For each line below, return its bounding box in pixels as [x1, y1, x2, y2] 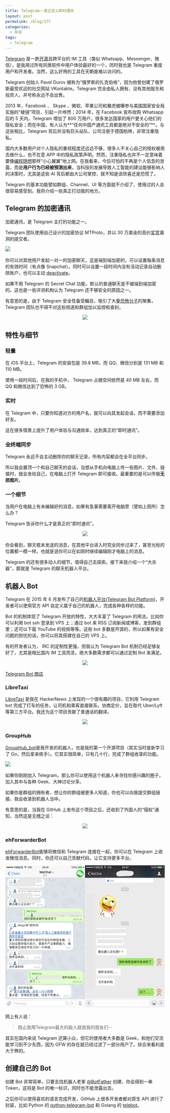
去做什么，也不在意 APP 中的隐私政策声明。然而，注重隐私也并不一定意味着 [5, 152, 163, 158]
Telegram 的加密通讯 [5, 204, 71, 213]
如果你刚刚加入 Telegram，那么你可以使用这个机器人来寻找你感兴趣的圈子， [5, 772, 163, 778]
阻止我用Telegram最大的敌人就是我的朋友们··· [17, 1024, 112, 1030]
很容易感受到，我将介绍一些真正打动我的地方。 [5, 188, 103, 194]
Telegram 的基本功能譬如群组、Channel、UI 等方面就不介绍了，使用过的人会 [5, 181, 164, 188]
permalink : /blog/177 [5, 19, 51, 24]
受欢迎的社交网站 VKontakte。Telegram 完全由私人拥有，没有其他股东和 [14, 85, 164, 92]
